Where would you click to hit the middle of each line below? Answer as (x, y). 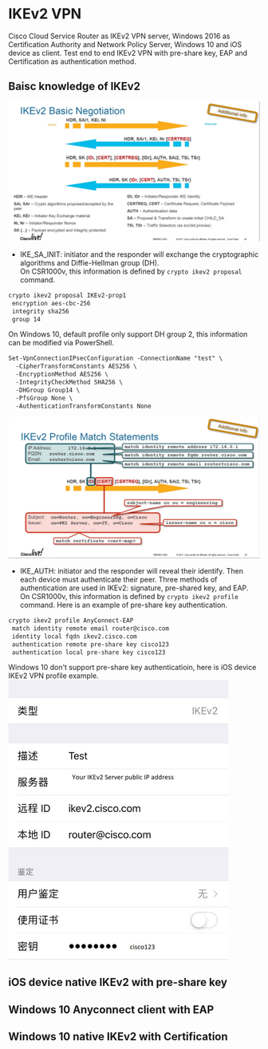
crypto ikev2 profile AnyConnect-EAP (71, 620)
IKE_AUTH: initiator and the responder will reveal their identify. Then (131, 570)
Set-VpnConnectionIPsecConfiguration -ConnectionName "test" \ (116, 359)
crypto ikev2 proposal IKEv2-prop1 (67, 296)
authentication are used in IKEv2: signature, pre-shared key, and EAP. (134, 588)
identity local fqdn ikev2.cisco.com (74, 636)
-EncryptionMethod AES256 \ (62, 375)
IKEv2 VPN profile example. (53, 676)
